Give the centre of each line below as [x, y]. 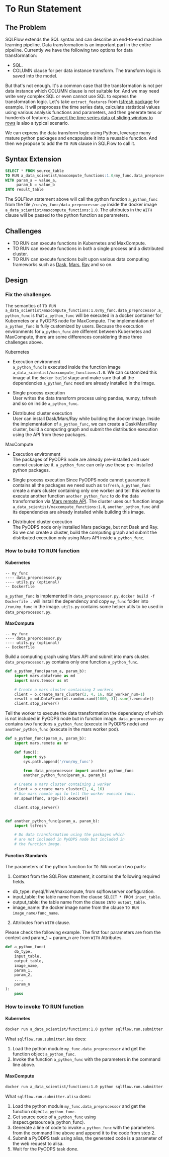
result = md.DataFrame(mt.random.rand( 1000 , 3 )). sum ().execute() [84, 699]
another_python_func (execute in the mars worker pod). [62, 729]
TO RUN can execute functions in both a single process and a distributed [88, 249]
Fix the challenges [28, 295]
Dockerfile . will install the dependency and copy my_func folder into [77, 601]
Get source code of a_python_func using [54, 1117]
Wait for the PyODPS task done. [46, 1149]
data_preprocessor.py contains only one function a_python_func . [72, 662]
